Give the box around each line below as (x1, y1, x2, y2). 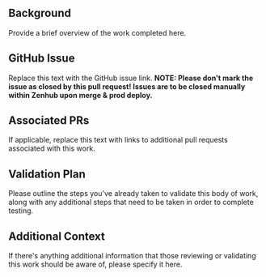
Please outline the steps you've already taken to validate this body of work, (8, 189, 259, 198)
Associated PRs (8, 113, 90, 128)
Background (8, 6, 71, 20)
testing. (8, 206, 34, 215)
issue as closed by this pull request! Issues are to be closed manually (8, 81, 246, 92)
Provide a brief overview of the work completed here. (8, 28, 187, 37)
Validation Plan (8, 167, 87, 181)
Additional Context (8, 229, 105, 243)
